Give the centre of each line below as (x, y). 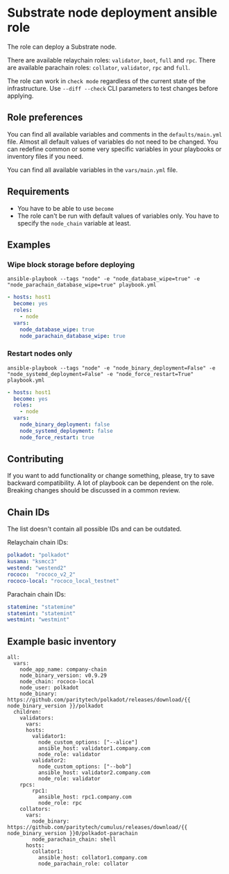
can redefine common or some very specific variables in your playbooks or (114, 149)
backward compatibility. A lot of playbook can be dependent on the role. (110, 483)
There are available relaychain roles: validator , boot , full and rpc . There (111, 60)
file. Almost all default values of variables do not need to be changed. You (113, 142)
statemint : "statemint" (42, 613)
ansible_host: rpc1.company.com (85, 797)
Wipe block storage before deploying (71, 264)
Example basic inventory (62, 641)
